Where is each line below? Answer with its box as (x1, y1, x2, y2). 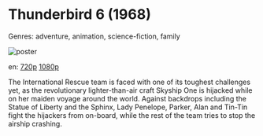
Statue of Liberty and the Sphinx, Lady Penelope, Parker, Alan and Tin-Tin (8, 102, 248, 112)
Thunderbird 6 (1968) (8, 6, 151, 24)
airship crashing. (8, 119, 63, 128)
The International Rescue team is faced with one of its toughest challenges (8, 77, 250, 86)
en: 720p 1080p (8, 61, 59, 72)
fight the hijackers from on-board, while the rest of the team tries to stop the (8, 110, 256, 119)
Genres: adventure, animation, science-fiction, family (8, 31, 181, 41)
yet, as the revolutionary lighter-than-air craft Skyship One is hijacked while (8, 85, 254, 95)
